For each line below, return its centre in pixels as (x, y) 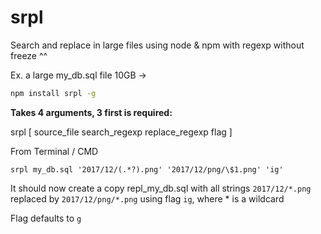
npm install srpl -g (53, 93)
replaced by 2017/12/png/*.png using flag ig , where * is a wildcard (147, 198)
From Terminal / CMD (54, 151)
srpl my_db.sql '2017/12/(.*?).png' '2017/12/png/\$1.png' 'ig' (147, 169)
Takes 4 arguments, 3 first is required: (91, 112)
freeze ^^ (29, 55)
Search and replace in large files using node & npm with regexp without (157, 45)
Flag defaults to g (46, 218)
